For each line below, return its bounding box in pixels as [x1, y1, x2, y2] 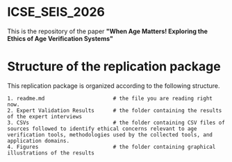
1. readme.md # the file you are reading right [7, 95, 213, 102]
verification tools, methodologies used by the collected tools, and [7, 131, 213, 138]
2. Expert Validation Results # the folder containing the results [7, 107, 222, 114]
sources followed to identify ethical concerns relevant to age [7, 125, 197, 132]
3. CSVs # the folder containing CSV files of [7, 119, 226, 126]
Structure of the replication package [7, 59, 221, 75]
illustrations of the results [7, 150, 95, 156]
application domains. [7, 137, 70, 144]
